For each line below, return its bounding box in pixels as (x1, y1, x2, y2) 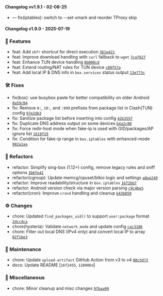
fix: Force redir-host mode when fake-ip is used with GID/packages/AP (12, 126, 154, 132)
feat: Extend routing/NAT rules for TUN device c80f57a (12, 65, 121, 70)
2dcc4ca (12, 219, 28, 224)
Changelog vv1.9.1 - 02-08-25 (5, 4, 67, 10)
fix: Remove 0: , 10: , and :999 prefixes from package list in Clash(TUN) (12, 105, 153, 111)
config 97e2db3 (12, 110, 42, 116)
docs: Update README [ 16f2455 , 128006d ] (12, 262, 96, 268)
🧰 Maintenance (5, 246, 41, 252)
